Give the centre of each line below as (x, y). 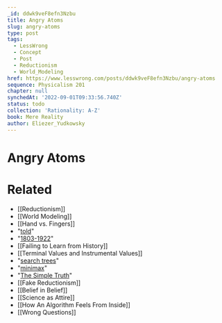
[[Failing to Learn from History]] (62, 246)
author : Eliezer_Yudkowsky (46, 123)
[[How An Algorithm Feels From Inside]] (74, 305)
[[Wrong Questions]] (46, 312)
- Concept (27, 53)
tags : (15, 40)
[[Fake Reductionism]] (49, 283)
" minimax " (32, 267)
